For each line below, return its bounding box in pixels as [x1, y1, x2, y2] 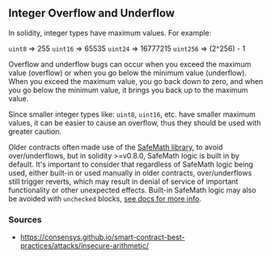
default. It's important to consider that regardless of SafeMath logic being [8, 159, 253, 169]
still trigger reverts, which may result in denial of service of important [8, 176, 239, 186]
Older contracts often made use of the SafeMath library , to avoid [8, 142, 223, 152]
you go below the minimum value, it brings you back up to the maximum [8, 85, 248, 95]
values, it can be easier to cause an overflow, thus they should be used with [8, 117, 261, 128]
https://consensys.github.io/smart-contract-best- [19, 232, 185, 242]
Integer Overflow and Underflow [8, 6, 176, 20]
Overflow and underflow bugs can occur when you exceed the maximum [8, 59, 252, 69]
